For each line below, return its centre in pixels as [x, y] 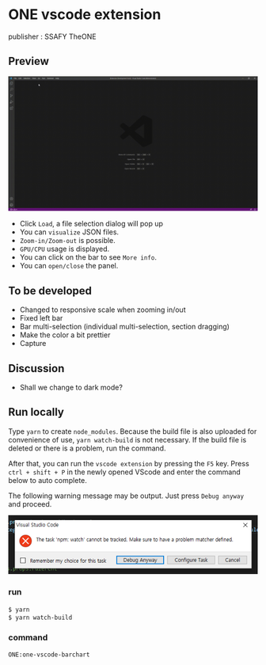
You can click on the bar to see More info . [88, 257]
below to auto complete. [47, 480]
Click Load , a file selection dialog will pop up [91, 224]
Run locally [36, 412]
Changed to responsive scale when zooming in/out [103, 310]
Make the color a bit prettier [65, 335]
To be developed [50, 291]
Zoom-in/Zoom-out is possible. [68, 241]
